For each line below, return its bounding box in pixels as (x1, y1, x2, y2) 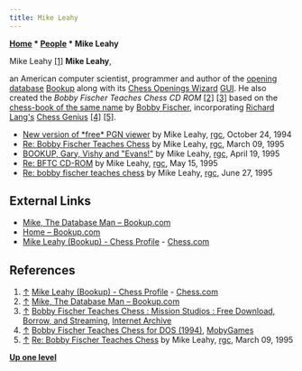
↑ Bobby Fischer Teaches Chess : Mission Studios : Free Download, (22, 306, 276, 317)
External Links (9, 193, 92, 209)
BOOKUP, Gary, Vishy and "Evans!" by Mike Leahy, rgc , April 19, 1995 (22, 148, 280, 159)
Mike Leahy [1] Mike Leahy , (9, 55, 113, 66)
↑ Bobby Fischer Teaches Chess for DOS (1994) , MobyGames (22, 325, 254, 336)
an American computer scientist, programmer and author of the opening (9, 73, 278, 84)
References (9, 263, 76, 278)
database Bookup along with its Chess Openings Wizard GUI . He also (9, 82, 267, 93)
